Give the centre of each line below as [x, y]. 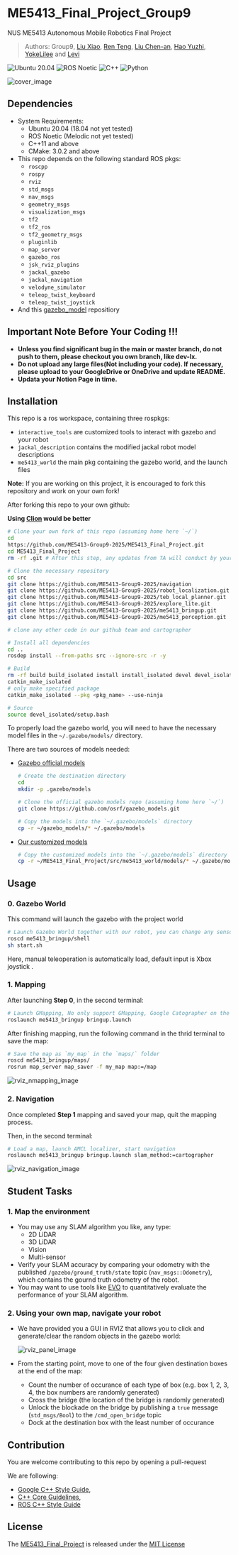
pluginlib [43, 242]
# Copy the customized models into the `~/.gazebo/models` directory [123, 855]
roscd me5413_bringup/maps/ [49, 1060]
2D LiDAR [42, 1234]
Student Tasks [40, 1191]
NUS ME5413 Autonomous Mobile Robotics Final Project [89, 33]
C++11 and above [53, 143]
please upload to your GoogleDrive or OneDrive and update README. [121, 371]
